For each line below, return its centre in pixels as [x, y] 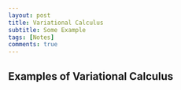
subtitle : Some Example [47, 30]
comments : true [33, 45]
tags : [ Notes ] [31, 37]
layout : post [30, 15]
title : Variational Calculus [56, 23]
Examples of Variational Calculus [91, 76]
